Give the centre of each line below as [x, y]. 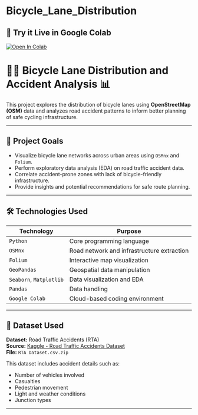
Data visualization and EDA [106, 279]
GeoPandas [23, 270]
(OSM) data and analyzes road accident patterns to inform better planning [96, 111]
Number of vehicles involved [49, 375]
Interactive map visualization [109, 260]
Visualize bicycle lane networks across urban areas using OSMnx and [97, 155]
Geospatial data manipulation [110, 269]
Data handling [88, 289]
